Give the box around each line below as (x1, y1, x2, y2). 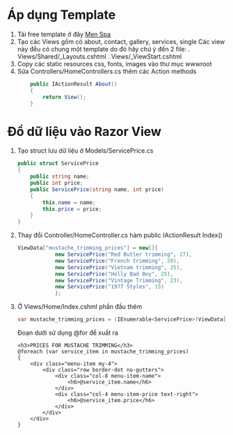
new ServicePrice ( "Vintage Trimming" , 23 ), (54, 277, 183, 284)
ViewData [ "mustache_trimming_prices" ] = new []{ (17, 245, 159, 252)
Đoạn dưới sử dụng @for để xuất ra (17, 328, 118, 337)
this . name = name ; (42, 199, 96, 206)
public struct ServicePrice (17, 160, 99, 167)
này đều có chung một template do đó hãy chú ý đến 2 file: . (17, 45, 190, 53)
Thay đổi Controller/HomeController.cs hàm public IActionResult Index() (17, 231, 223, 240)
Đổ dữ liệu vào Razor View (7, 123, 162, 139)
